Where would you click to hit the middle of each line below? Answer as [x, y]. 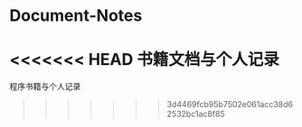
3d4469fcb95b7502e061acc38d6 [230, 104]
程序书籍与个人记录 [45, 86]
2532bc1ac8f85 [196, 114]
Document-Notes [76, 16]
